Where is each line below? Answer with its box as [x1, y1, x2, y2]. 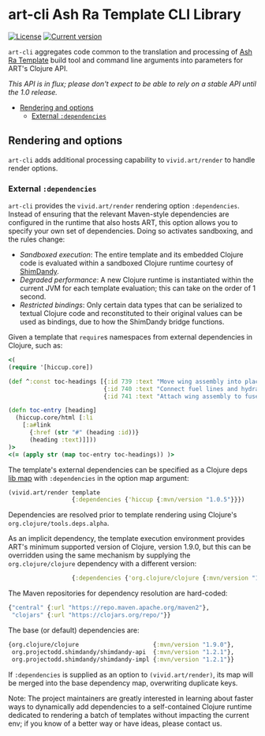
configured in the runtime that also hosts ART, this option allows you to [8, 218, 238, 227]
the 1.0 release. [8, 87, 58, 96]
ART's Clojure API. [8, 63, 69, 73]
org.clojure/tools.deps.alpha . [8, 519, 110, 528]
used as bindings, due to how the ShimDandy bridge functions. [19, 317, 225, 327]
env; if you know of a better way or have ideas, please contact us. [8, 719, 222, 728]
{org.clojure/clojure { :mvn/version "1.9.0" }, [8, 640, 235, 648]
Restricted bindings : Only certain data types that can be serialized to [19, 300, 243, 310]
